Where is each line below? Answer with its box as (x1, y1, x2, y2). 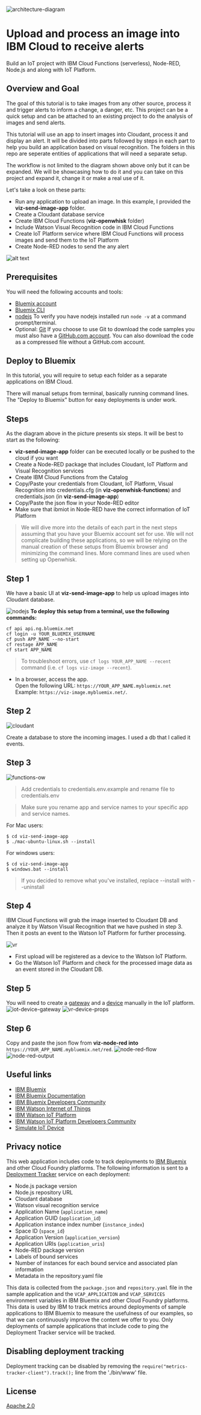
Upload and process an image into (6, 27, 181, 40)
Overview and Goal (6, 83, 79, 94)
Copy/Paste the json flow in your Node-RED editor (14, 499, 140, 507)
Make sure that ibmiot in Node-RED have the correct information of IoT (14, 506, 191, 513)
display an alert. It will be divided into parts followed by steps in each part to (6, 137, 196, 144)
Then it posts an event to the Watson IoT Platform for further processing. (6, 929, 187, 936)
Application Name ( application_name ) (14, 1208, 108, 1215)
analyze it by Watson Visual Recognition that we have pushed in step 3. (6, 923, 183, 930)
